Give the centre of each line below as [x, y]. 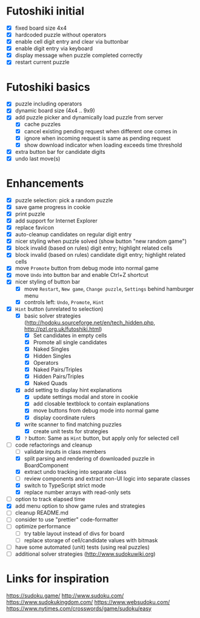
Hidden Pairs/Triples [59, 376]
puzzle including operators [48, 104]
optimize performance [43, 527]
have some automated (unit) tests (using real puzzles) [82, 547]
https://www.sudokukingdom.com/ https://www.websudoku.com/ [88, 602]
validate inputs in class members [65, 451]
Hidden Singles [52, 356]
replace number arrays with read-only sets [78, 493]
